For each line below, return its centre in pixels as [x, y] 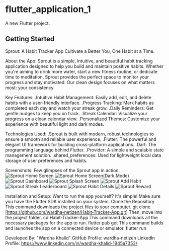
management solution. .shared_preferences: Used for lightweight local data [83, 155]
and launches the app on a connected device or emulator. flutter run [76, 228]
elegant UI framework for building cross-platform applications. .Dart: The [81, 144]
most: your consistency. [30, 88]
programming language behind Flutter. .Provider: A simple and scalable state [84, 150]
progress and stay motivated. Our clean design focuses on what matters [80, 82]
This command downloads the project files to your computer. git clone [78, 207]
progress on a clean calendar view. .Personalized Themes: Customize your [82, 119]
